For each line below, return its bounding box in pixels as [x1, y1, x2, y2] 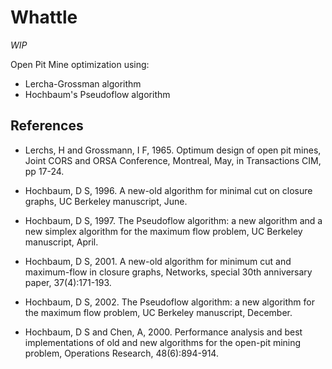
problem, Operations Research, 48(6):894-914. [24, 347, 219, 359]
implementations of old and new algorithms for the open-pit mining [24, 336, 302, 348]
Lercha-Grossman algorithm [24, 77, 142, 90]
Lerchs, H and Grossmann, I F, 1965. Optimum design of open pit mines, [24, 144, 322, 156]
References [10, 117, 84, 135]
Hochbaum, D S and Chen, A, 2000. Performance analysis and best [24, 326, 303, 338]
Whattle [10, 6, 78, 29]
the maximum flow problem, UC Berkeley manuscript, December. [24, 306, 293, 318]
